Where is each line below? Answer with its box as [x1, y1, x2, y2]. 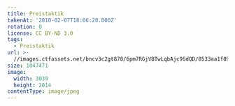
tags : [7, 36, 23, 43]
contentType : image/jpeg [7, 88, 80, 95]
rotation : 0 [7, 23, 42, 30]
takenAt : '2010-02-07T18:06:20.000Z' [7, 17, 117, 24]
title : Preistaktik [7, 10, 64, 17]
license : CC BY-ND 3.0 [7, 29, 73, 37]
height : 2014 [13, 82, 52, 89]
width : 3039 [13, 75, 49, 82]
